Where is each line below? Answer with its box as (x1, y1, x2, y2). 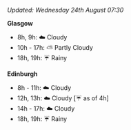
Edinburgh (7, 70, 38, 78)
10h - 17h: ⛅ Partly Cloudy (17, 44, 93, 51)
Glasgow (7, 19, 33, 27)
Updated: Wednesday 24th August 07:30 (7, 6, 124, 14)
